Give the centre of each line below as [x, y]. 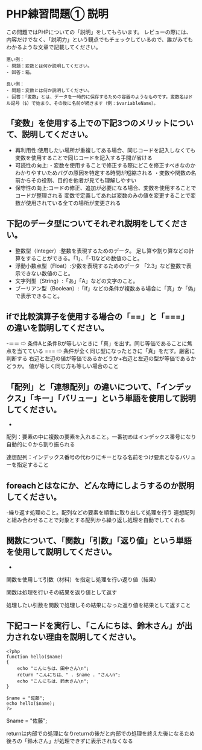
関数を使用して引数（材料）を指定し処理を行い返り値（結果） [83, 579]
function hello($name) [35, 657]
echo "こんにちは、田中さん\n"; [53, 668]
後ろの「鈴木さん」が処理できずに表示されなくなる [70, 741]
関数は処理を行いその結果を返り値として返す [62, 592]
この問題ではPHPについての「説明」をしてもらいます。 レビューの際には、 [99, 32]
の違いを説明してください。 [58, 328]
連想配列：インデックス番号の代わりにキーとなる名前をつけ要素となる [93, 457]
